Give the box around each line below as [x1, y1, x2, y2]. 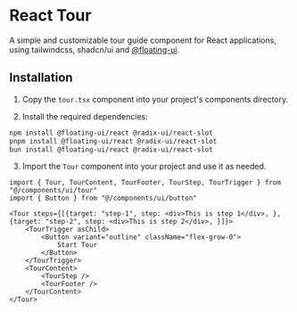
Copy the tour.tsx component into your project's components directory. [21, 94, 288, 104]
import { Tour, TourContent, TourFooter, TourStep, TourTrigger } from [9, 178, 281, 187]
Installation [9, 70, 73, 86]
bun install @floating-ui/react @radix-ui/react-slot [9, 144, 214, 154]
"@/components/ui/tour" [9, 186, 98, 195]
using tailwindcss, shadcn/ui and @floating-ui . [9, 44, 180, 54]
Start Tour [56, 241, 98, 250]
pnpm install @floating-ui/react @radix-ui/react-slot [9, 136, 218, 145]
